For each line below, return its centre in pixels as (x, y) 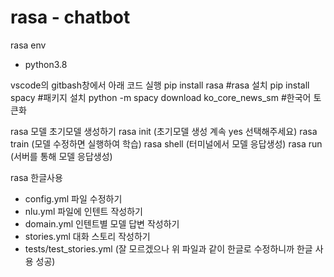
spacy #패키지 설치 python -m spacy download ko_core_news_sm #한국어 (161, 97)
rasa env (28, 45)
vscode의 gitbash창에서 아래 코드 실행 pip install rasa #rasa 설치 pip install (160, 85)
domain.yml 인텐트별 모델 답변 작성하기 (102, 223)
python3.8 (46, 64)
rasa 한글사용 (36, 177)
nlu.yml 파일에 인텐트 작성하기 (83, 211)
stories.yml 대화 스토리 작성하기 (87, 236)
